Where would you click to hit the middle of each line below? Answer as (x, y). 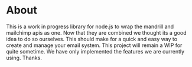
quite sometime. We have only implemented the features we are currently (95, 51)
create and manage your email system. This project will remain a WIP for (94, 45)
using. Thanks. (24, 58)
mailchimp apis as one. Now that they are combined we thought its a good (97, 32)
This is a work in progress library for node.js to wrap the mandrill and (90, 26)
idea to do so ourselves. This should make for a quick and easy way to (92, 39)
